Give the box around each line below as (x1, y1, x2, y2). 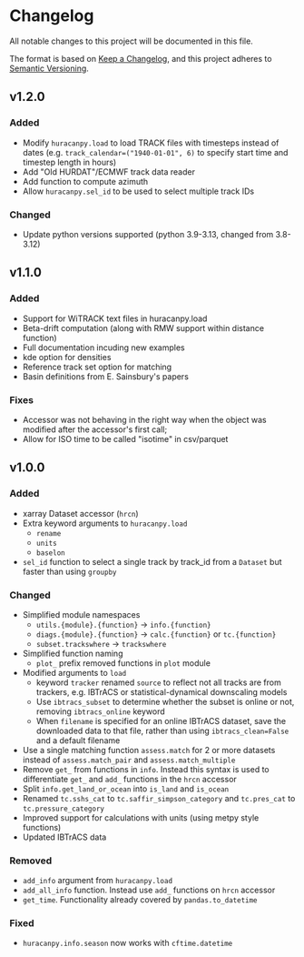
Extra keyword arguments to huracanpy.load (22, 518, 188, 529)
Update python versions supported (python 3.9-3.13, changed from (22, 228, 274, 239)
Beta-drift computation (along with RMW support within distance (22, 322, 265, 333)
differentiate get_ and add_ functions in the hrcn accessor (22, 773, 238, 784)
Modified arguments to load (22, 667, 127, 678)
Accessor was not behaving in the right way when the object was (22, 414, 268, 425)
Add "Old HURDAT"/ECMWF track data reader (22, 166, 195, 177)
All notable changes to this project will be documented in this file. (9, 35, 254, 46)
